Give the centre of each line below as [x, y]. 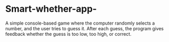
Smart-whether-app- [51, 9]
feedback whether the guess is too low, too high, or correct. [68, 34]
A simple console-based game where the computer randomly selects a [80, 23]
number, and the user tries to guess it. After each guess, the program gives [84, 28]
